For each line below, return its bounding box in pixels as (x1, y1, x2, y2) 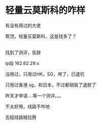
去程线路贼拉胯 (5, 114, 37, 120)
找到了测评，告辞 (5, 49, 41, 55)
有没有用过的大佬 (5, 22, 41, 28)
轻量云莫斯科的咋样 (5, 5, 86, 16)
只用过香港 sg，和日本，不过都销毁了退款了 (5, 82, 96, 88)
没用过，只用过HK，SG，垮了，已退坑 (5, 71, 85, 77)
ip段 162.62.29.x (5, 60, 40, 66)
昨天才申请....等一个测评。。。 (5, 92, 64, 99)
